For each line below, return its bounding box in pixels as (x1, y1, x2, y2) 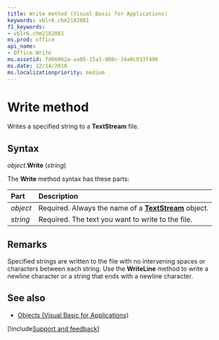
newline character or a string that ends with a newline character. (7, 272, 193, 280)
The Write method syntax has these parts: (7, 175, 130, 183)
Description (38, 191, 79, 201)
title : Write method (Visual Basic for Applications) (7, 10, 168, 18)
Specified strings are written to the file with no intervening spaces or (7, 257, 206, 266)
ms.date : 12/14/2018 (7, 62, 68, 69)
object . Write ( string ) (7, 161, 67, 170)
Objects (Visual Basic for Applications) (17, 311, 129, 319)
